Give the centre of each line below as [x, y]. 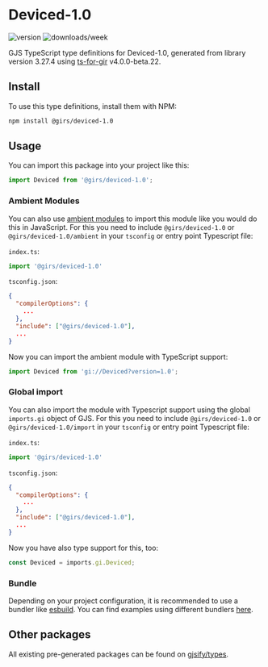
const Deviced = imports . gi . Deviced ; [72, 562]
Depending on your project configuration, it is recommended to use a [123, 600]
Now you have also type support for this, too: [84, 548]
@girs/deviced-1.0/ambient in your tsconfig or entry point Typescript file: [131, 236]
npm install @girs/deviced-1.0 [61, 121]
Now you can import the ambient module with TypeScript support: [118, 356]
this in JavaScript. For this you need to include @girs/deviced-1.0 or [121, 227]
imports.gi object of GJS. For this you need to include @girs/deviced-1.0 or [134, 418]
